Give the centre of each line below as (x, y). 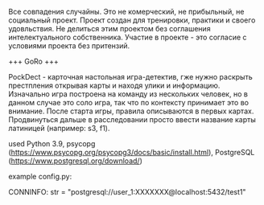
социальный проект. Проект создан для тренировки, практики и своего (132, 20)
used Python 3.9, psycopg (52, 143)
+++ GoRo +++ (33, 61)
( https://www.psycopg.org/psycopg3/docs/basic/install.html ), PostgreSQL (132, 152)
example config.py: (40, 176)
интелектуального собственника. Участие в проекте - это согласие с (128, 37)
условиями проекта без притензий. (69, 46)
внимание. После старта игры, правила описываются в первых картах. (131, 111)
